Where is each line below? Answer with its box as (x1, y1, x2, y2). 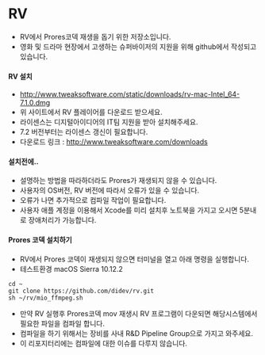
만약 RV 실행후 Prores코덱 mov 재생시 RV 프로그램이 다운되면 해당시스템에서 (19, 308, 258, 318)
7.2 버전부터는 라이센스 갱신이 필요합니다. (19, 128, 148, 137)
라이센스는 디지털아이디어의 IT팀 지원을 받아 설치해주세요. (19, 117, 198, 127)
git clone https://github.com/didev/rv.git (8, 287, 155, 295)
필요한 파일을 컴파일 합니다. (19, 319, 106, 328)
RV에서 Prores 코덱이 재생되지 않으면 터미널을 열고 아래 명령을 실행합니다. (19, 254, 250, 264)
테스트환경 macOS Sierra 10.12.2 (19, 264, 123, 273)
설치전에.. (8, 156, 39, 166)
